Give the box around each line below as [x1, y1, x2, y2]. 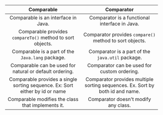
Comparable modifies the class [7, 96, 79, 102]
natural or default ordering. [12, 68, 74, 74]
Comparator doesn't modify [88, 96, 151, 102]
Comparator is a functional [89, 14, 150, 21]
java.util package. [97, 54, 142, 61]
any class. [108, 102, 131, 108]
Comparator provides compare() [83, 31, 156, 38]
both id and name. [98, 88, 140, 95]
